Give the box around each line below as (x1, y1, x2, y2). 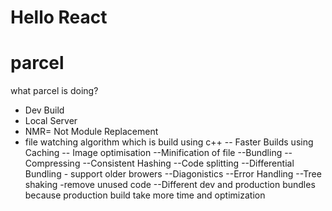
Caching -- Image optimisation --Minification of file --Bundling (24, 147, 283, 159)
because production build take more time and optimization (24, 189, 266, 201)
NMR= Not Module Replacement (24, 126, 159, 138)
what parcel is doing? (10, 85, 99, 97)
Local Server (24, 115, 78, 127)
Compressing (24, 157, 81, 170)
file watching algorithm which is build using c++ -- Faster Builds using (24, 136, 314, 148)
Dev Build (24, 104, 65, 116)
